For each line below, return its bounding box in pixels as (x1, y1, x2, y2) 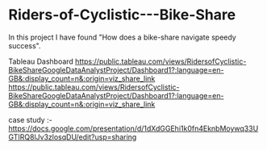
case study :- (8, 115, 52, 124)
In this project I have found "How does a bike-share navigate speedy (8, 32, 236, 42)
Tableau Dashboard (8, 56, 74, 66)
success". (8, 40, 42, 50)
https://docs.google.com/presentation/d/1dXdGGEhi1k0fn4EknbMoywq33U (8, 123, 259, 133)
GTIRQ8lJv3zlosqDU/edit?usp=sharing (8, 131, 137, 142)
